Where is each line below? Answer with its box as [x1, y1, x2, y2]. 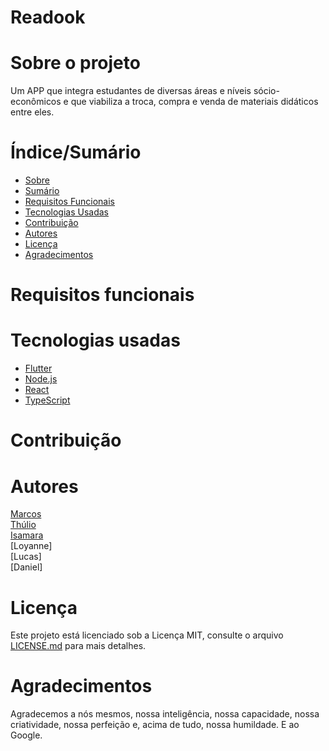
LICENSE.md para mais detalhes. [10, 640, 147, 652]
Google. [10, 729, 43, 741]
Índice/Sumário [10, 141, 142, 164]
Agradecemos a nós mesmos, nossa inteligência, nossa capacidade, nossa [10, 708, 320, 720]
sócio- [253, 85, 280, 97]
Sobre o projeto [10, 52, 141, 75]
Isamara [10, 529, 44, 541]
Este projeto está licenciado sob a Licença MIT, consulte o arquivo [10, 629, 284, 641]
